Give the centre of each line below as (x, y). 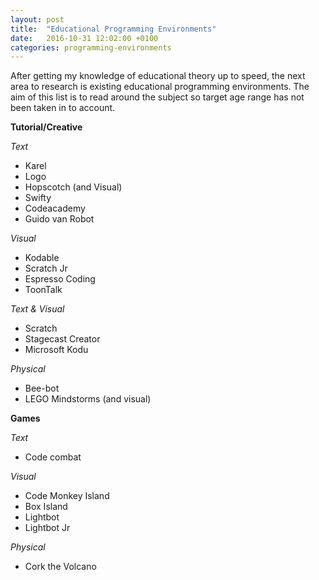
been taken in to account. (63, 108)
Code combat (53, 457)
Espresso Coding (60, 279)
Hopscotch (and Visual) (73, 187)
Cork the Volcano (60, 567)
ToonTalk (43, 290)
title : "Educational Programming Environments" (113, 29)
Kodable (42, 258)
